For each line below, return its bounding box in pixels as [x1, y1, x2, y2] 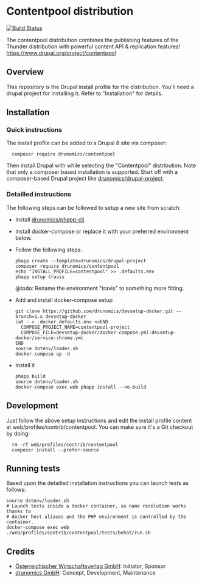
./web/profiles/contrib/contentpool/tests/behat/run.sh [6, 530, 151, 536]
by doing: [6, 429, 30, 437]
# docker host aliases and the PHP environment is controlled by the [6, 514, 187, 520]
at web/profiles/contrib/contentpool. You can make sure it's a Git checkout [6, 423, 193, 431]
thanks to [6, 508, 32, 515]
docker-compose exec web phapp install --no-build [15, 384, 147, 390]
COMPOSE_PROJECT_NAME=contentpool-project [21, 324, 130, 330]
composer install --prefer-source [12, 447, 99, 453]
